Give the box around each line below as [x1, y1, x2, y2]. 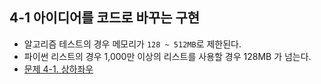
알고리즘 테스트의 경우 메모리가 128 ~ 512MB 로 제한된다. [23, 38, 242, 50]
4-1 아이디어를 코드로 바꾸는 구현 [9, 9, 201, 27]
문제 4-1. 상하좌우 [23, 63, 94, 75]
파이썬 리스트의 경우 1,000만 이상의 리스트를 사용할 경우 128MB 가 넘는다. [23, 50, 312, 62]
